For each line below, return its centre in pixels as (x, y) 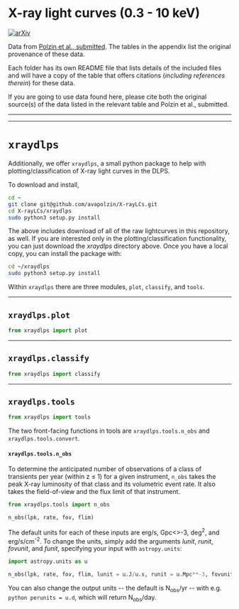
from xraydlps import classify (54, 374)
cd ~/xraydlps (29, 267)
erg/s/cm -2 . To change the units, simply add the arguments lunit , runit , (111, 540)
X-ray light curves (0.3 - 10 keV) (104, 13)
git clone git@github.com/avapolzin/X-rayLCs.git (83, 204)
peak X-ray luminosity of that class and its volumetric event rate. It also (112, 484)
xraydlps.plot (39, 315)
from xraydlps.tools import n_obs (59, 505)
